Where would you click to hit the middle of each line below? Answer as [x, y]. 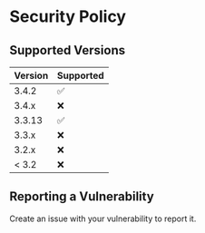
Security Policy [68, 17]
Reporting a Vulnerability [82, 197]
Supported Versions [67, 50]
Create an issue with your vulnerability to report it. [103, 218]
